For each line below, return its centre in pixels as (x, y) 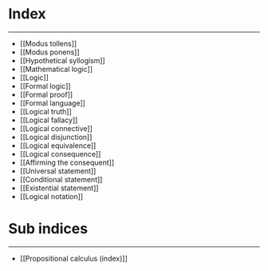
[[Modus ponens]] (49, 52)
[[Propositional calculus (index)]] (73, 258)
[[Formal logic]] (45, 86)
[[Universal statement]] (58, 171)
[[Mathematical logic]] (56, 69)
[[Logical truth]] (45, 111)
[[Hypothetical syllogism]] (62, 60)
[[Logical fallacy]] (49, 120)
